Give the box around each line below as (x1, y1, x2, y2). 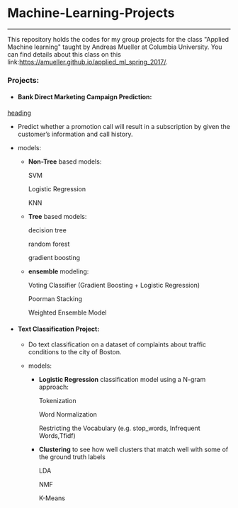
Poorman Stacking (28, 295, 83, 303)
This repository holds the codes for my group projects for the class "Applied (7, 35, 229, 43)
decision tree (28, 226, 67, 235)
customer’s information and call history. (17, 130, 133, 139)
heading (7, 108, 32, 118)
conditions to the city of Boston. (28, 348, 122, 356)
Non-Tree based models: (28, 157, 102, 166)
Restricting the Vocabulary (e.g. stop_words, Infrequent (38, 424, 200, 433)
